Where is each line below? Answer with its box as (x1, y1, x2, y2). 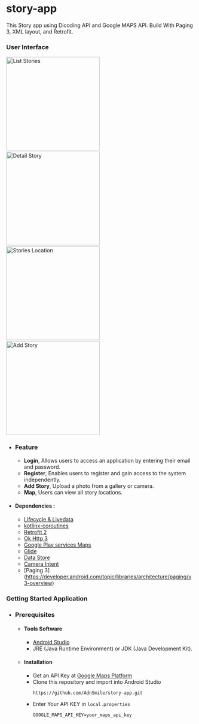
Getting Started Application (6, 594, 88, 602)
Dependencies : (14, 502, 56, 509)
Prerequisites (14, 610, 55, 619)
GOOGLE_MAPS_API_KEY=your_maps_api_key (32, 712, 133, 718)
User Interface (6, 43, 49, 51)
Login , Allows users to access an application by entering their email (23, 457, 191, 464)
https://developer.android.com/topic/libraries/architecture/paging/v (26, 573, 192, 580)
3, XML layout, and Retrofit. (6, 28, 74, 35)
